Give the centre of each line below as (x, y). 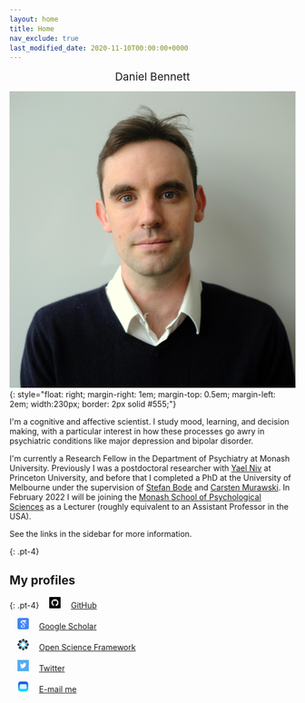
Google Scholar (68, 626)
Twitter (52, 668)
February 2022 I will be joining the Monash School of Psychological (135, 497)
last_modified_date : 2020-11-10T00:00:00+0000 (99, 48)
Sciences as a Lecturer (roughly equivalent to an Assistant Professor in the (149, 507)
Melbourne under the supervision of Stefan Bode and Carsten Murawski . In (150, 488)
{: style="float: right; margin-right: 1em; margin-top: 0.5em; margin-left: (143, 395)
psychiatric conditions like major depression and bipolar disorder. (132, 441)
